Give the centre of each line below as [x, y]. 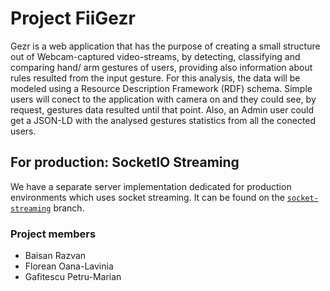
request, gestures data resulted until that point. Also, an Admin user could [162, 109]
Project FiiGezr [73, 18]
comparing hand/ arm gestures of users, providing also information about [161, 67]
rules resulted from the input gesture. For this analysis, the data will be [155, 78]
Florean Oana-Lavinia [69, 266]
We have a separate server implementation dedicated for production [151, 186]
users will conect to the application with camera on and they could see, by [163, 99]
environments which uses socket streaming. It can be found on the [147, 197]
